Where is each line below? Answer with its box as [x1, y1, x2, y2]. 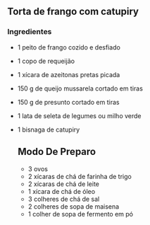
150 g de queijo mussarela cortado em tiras [17, 84, 143, 93]
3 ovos [27, 164, 48, 173]
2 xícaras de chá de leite [27, 180, 100, 188]
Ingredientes [7, 27, 52, 37]
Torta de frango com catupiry [7, 6, 139, 18]
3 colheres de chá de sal [27, 195, 100, 203]
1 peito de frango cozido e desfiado [17, 42, 121, 52]
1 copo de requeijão [17, 57, 75, 65]
